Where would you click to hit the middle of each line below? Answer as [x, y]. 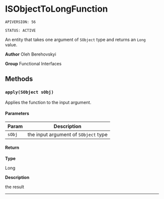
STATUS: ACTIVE [20, 30]
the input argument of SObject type [68, 134]
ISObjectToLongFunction [57, 9]
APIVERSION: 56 [20, 22]
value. [11, 44]
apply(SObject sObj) [30, 92]
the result [15, 187]
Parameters [17, 114]
